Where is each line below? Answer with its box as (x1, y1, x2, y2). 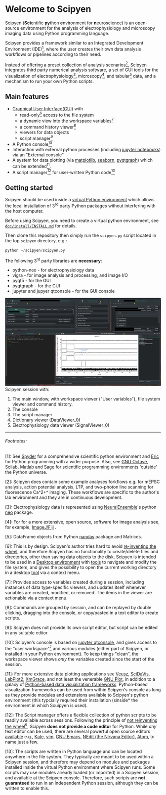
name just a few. (5, 739, 39, 745)
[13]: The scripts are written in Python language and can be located (5, 749, 142, 754)
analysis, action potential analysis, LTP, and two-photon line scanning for (5, 484, 154, 490)
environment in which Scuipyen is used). (5, 702, 88, 708)
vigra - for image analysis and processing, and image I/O (12, 272, 128, 278)
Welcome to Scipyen (5, 3, 91, 15)
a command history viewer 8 (19, 123, 77, 130)
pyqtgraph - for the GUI (12, 283, 60, 289)
